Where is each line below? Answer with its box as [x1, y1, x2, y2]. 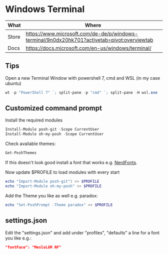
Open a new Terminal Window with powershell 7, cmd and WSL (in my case [5, 75, 160, 81]
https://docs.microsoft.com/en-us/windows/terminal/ [25, 44, 151, 51]
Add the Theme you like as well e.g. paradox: [5, 192, 98, 199]
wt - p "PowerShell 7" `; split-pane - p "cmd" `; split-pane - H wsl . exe [5, 90, 157, 95]
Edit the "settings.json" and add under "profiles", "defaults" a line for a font [5, 229, 160, 235]
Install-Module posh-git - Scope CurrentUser [5, 127, 99, 132]
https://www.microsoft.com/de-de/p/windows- [25, 30, 138, 37]
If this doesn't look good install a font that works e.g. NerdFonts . [5, 160, 137, 166]
